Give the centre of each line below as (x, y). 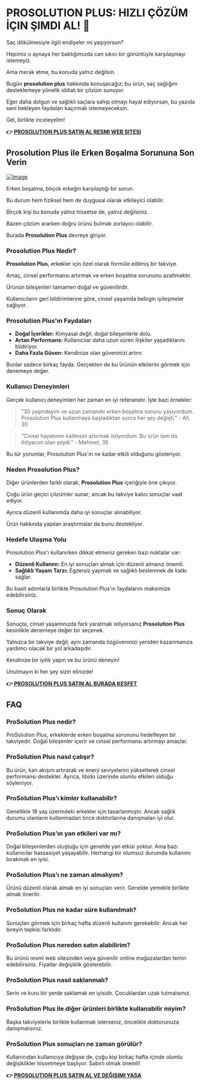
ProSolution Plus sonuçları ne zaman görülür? (74, 1044)
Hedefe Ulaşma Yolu (36, 539)
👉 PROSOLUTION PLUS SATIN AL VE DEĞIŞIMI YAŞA (74, 1075)
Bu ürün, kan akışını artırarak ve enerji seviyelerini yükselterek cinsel (91, 770)
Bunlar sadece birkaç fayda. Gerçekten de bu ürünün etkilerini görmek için (98, 364)
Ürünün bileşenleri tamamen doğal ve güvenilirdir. (67, 287)
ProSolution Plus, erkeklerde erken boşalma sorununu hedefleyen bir (91, 735)
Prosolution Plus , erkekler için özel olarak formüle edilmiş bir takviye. (92, 264)
